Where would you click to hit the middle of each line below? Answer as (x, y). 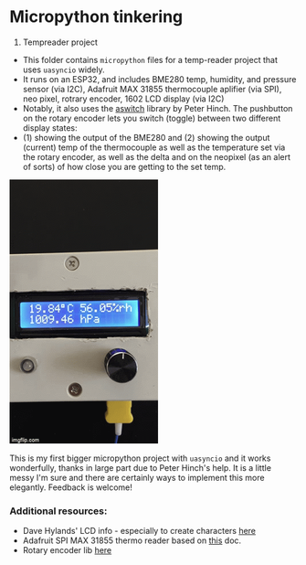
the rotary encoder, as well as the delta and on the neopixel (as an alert (156, 156)
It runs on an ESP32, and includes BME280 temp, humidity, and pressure (159, 79)
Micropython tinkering (96, 17)
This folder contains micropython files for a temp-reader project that (150, 59)
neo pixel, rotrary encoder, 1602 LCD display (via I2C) (123, 99)
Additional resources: (58, 511)
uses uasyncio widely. (63, 69)
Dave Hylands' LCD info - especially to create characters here (139, 531)
